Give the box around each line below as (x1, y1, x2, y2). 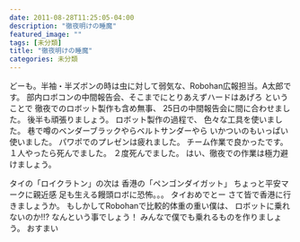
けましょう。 (9, 159, 57, 169)
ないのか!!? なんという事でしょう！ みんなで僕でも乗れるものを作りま (9, 212, 267, 222)
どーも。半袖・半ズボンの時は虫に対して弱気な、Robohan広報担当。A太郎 (9, 81, 284, 91)
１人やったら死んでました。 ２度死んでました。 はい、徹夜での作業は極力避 (9, 148, 289, 158)
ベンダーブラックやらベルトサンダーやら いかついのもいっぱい (57, 125, 289, 135)
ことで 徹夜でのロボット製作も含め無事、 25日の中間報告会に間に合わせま (9, 103, 283, 113)
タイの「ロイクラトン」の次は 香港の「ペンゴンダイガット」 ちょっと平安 (9, 178, 281, 188)
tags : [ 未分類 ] (9, 38, 63, 48)
